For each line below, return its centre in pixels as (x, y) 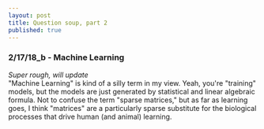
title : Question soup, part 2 (58, 23)
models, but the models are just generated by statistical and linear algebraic (132, 91)
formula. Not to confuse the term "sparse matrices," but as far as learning (128, 100)
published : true (35, 30)
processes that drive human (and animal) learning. (90, 116)
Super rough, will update (48, 75)
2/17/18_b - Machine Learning (66, 57)
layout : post (30, 15)
